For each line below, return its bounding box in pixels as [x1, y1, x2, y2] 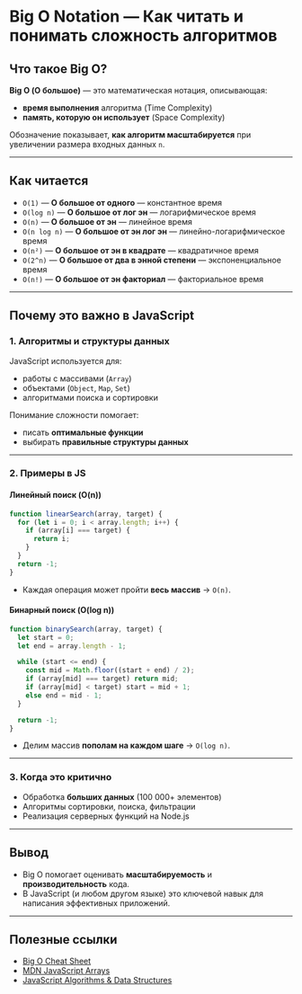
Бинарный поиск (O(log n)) [9, 605, 115, 616]
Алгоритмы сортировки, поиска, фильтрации [22, 801, 196, 812]
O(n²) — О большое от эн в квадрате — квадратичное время [22, 244, 259, 255]
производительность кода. [22, 878, 130, 889]
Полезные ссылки [9, 932, 118, 947]
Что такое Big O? [9, 61, 108, 76]
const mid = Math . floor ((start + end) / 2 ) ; [25, 666, 195, 675]
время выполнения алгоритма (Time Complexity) [22, 102, 213, 113]
